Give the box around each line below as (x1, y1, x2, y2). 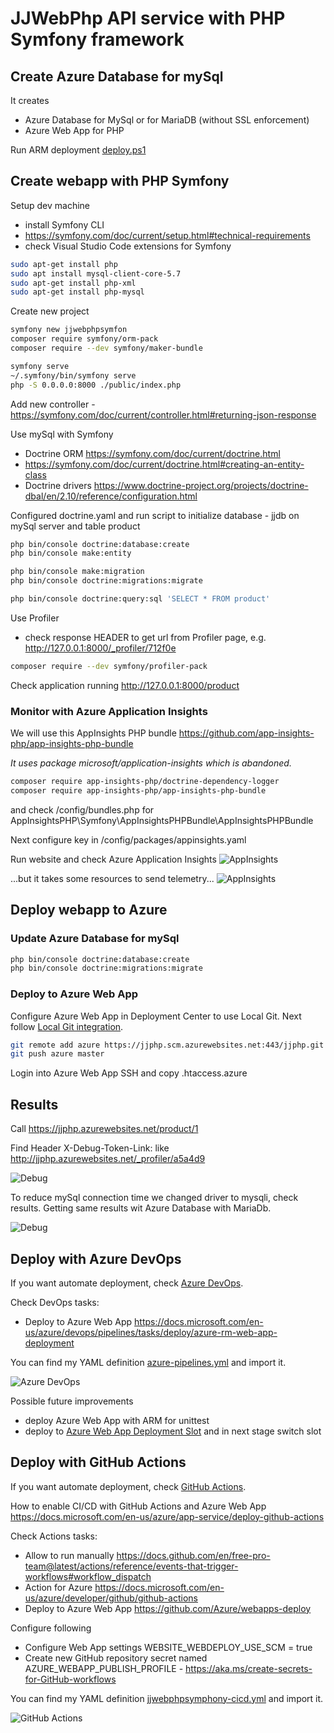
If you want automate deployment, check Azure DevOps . (10, 1277, 244, 1289)
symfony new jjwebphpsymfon (10, 325, 128, 335)
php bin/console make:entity (10, 548, 132, 559)
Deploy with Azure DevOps (10, 1250, 182, 1267)
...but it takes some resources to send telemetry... (10, 872, 215, 884)
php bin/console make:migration (10, 567, 145, 577)
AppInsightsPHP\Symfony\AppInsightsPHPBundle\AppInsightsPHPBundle (10, 814, 314, 826)
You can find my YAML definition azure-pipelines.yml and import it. (10, 1356, 287, 1368)
